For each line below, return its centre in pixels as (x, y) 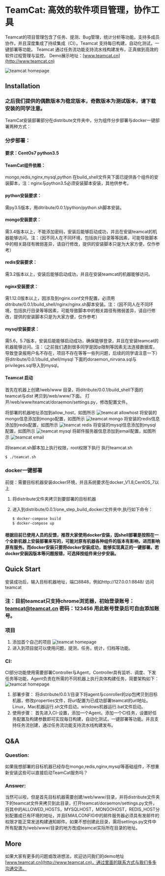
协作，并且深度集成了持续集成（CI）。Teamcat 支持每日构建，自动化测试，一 (82, 43)
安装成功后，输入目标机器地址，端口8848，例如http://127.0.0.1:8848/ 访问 (80, 582)
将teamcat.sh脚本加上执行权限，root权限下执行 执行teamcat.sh (69, 447)
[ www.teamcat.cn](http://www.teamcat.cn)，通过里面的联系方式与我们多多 (81, 862)
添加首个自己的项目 (32, 642)
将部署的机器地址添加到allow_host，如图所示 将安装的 (81, 412)
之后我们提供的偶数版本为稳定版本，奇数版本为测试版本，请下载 (81, 101)
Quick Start (23, 569)
